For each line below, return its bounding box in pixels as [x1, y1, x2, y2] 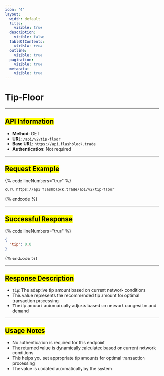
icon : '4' [5, 7, 25, 12]
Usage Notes [5, 327, 45, 335]
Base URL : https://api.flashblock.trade [12, 141, 96, 147]
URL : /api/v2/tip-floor [12, 136, 61, 141]
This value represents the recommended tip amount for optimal [12, 292, 140, 298]
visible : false [14, 35, 45, 40]
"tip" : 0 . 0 [9, 242, 32, 247]
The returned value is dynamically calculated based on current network [12, 345, 156, 351]
